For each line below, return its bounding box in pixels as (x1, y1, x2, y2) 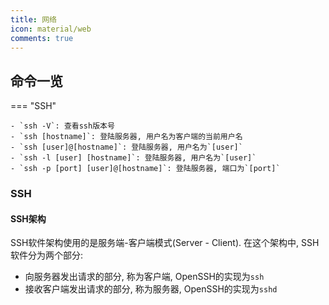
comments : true (10, 33, 74, 43)
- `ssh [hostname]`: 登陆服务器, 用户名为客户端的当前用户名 (10, 132, 243, 142)
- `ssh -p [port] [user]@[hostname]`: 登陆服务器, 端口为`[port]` (10, 164, 281, 174)
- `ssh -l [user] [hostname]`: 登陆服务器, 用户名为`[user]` (10, 153, 257, 163)
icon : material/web (10, 24, 92, 34)
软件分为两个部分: (10, 249, 84, 261)
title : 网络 (10, 14, 57, 25)
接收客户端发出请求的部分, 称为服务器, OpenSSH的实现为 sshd (24, 283, 278, 295)
